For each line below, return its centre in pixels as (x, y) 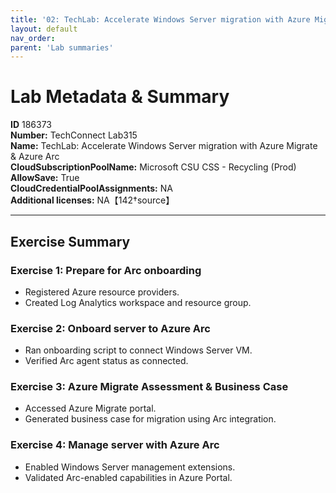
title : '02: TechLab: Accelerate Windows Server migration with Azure (160, 19)
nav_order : (33, 38)
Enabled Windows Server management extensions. (130, 467)
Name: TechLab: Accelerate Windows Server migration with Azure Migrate (164, 146)
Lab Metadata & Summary (120, 97)
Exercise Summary (70, 241)
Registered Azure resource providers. (102, 292)
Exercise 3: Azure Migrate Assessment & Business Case (149, 387)
